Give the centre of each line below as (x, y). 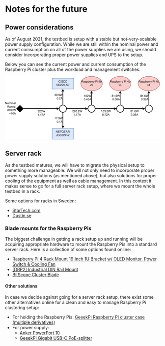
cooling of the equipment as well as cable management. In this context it (78, 181)
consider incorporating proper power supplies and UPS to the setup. (74, 55)
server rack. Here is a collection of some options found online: (68, 250)
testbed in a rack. (23, 191)
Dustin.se (22, 216)
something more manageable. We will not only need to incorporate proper (80, 170)
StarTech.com (26, 211)
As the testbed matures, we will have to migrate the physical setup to (75, 165)
